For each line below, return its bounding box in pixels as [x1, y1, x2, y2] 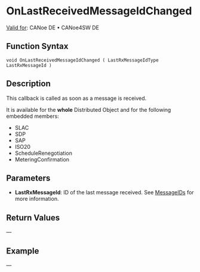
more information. [14, 195, 59, 203]
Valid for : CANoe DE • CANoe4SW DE [6, 24, 100, 31]
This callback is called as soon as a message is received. [6, 94, 147, 102]
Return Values [6, 212, 60, 222]
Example [6, 246, 39, 256]
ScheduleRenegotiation [14, 149, 73, 157]
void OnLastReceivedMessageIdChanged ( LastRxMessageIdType [6, 57, 159, 63]
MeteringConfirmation [14, 155, 70, 163]
